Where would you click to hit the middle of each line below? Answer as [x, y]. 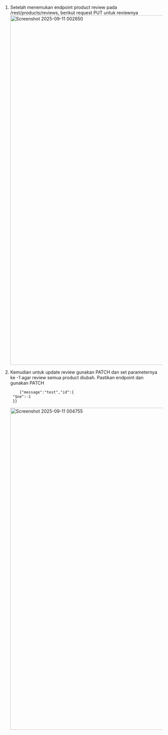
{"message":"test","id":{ [47, 392]
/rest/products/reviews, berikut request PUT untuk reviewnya [74, 13]
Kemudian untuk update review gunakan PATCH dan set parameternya [83, 372]
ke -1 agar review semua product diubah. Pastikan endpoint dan [77, 377]
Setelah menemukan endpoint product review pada [64, 7]
